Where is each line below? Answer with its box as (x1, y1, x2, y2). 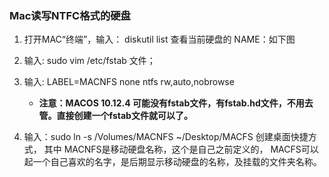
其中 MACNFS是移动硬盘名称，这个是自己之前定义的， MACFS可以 (43, 143, 319, 156)
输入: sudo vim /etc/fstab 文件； (23, 55, 156, 67)
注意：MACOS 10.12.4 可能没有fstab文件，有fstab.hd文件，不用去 (38, 97, 314, 109)
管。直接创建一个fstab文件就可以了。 (38, 110, 193, 122)
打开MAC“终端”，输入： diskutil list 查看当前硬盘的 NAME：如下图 (23, 33, 296, 46)
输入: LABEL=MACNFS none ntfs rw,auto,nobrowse (23, 76, 235, 88)
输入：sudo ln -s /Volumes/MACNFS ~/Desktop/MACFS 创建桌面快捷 (23, 131, 309, 143)
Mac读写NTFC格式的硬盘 (9, 8, 131, 22)
